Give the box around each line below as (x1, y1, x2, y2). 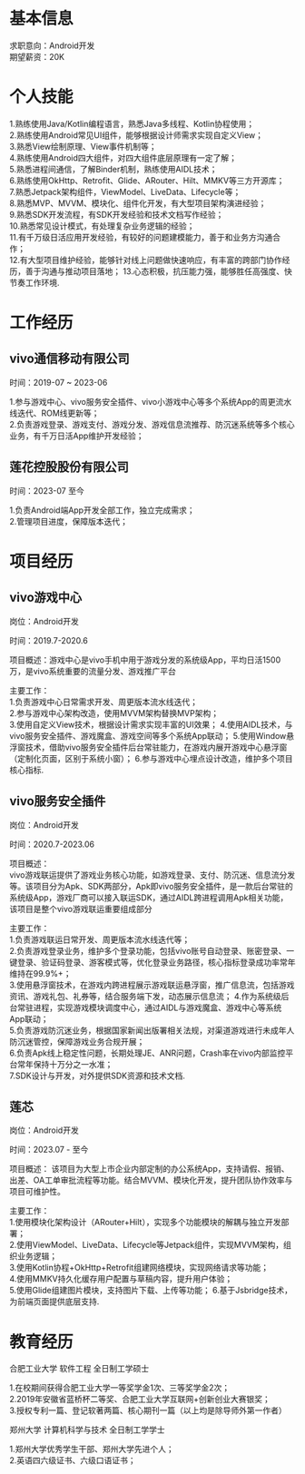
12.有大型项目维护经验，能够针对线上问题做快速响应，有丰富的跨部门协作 (9, 254, 283, 265)
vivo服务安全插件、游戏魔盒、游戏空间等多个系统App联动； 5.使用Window (9, 730, 287, 741)
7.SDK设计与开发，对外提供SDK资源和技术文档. (9, 1070, 186, 1081)
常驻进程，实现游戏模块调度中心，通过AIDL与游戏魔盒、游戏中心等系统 (16, 1002, 282, 1013)
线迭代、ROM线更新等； (9, 408, 100, 418)
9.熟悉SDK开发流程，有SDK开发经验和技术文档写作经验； (9, 209, 224, 220)
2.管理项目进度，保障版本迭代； (9, 516, 129, 526)
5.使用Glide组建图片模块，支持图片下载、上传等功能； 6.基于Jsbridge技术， (9, 1285, 293, 1296)
